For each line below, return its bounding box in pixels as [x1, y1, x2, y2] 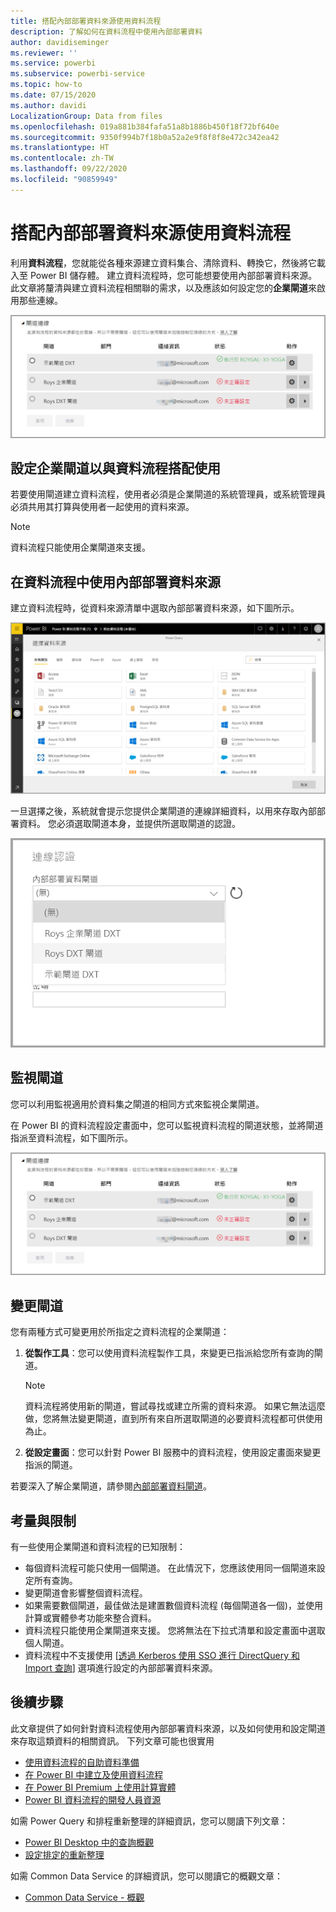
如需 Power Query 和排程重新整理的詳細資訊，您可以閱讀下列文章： [10, 1815, 288, 1827]
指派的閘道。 [24, 1459, 78, 1471]
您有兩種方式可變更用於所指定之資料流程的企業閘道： [10, 1326, 230, 1338]
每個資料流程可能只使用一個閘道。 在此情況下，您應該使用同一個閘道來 [24, 1562, 317, 1574]
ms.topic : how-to [10, 80, 83, 90]
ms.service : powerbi [10, 58, 97, 69]
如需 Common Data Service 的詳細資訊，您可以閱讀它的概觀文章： [10, 1870, 284, 1882]
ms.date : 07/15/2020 [10, 90, 97, 100]
